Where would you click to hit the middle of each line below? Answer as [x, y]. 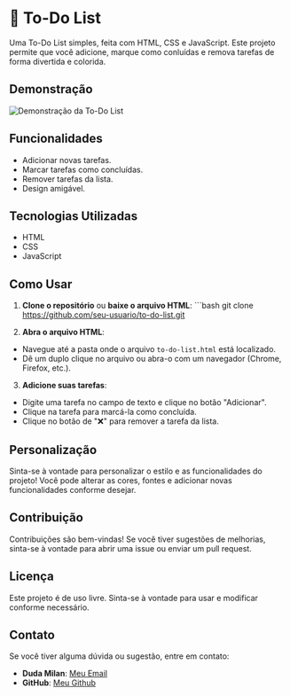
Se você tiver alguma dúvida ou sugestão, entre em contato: [119, 656]
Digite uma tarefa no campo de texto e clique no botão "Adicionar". [144, 403]
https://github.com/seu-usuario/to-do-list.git [103, 315]
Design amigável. [54, 188]
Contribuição [47, 518]
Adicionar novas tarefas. [67, 160]
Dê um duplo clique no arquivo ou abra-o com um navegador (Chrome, [152, 359]
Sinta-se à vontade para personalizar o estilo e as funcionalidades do [136, 471]
